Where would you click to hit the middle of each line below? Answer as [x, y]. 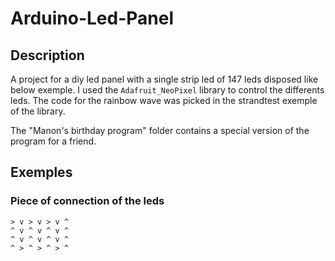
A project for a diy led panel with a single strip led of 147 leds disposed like [164, 79]
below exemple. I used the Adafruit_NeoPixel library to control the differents [167, 90]
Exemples [41, 172]
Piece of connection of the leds [87, 201]
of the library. [38, 111]
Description [47, 55]
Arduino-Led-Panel [92, 18]
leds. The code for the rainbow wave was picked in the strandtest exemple [164, 100]
